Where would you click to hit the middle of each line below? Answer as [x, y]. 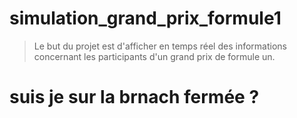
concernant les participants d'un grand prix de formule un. [154, 56]
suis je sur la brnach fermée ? [134, 97]
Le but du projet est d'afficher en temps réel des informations [160, 46]
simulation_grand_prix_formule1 [145, 18]
